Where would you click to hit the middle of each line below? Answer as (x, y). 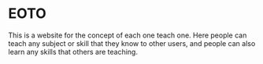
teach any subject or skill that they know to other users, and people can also (132, 43)
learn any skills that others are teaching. (73, 52)
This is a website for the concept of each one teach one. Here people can (128, 35)
